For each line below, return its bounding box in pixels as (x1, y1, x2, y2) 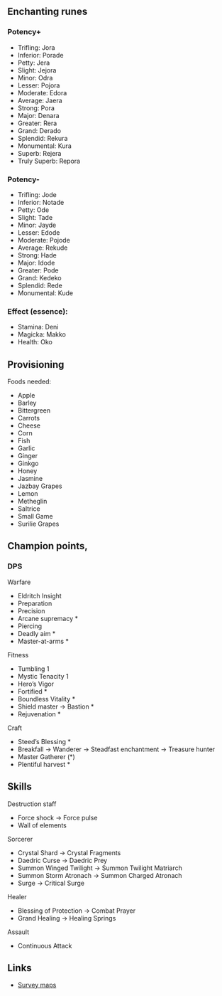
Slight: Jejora (17, 65, 57, 74)
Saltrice (17, 504, 40, 513)
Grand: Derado (17, 126, 62, 134)
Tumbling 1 (17, 664, 50, 673)
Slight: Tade (17, 213, 53, 221)
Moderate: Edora (17, 88, 67, 97)
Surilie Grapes (17, 519, 60, 529)
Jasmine (17, 475, 43, 483)
